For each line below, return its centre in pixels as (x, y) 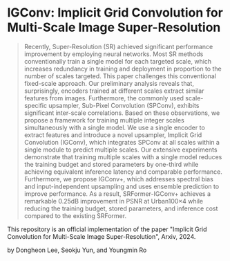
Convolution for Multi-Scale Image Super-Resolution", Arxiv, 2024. (102, 236)
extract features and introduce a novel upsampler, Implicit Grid (113, 135)
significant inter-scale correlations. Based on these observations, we (122, 113)
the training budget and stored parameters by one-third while (111, 164)
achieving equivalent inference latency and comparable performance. (123, 172)
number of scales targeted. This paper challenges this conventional (120, 76)
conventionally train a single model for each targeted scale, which (118, 61)
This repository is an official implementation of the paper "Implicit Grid (107, 229)
